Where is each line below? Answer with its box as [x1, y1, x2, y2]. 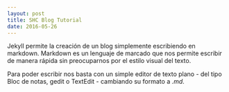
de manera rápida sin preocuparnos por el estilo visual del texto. [7, 57, 192, 65]
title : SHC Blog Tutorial [7, 17, 82, 24]
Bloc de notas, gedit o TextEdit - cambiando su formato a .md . [7, 77, 185, 86]
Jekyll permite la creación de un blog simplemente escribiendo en [7, 42, 196, 50]
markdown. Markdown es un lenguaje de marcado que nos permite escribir [7, 49, 222, 57]
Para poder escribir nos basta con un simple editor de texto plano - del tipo [7, 70, 222, 78]
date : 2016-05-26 [7, 23, 58, 30]
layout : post [7, 10, 45, 17]
